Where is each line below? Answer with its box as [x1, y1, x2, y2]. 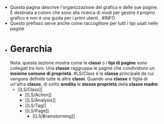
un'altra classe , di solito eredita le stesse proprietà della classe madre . [10, 81, 159, 87]
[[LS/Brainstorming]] [32, 113, 75, 119]
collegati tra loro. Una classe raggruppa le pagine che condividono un [10, 65, 155, 71]
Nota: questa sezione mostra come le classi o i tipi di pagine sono [10, 60, 147, 66]
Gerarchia [10, 43, 53, 55]
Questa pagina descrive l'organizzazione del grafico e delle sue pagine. [10, 5, 158, 10]
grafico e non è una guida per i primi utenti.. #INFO [10, 15, 115, 21]
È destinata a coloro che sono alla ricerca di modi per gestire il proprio [10, 10, 155, 16]
